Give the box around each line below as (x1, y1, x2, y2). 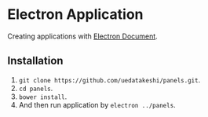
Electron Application (7, 5, 144, 24)
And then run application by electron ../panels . (18, 100, 176, 109)
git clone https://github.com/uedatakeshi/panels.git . (18, 75, 201, 84)
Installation (7, 54, 64, 68)
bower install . (18, 92, 68, 101)
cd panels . (18, 83, 53, 93)
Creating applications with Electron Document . (7, 31, 158, 41)
